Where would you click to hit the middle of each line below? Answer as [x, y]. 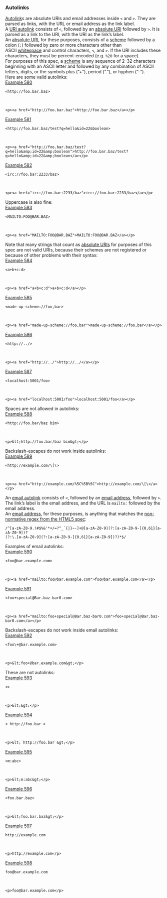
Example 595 [19, 752]
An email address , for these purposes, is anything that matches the [74, 514]
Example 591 [18, 589]
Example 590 [19, 552]
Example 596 [19, 789]
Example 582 [19, 165]
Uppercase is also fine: [29, 202]
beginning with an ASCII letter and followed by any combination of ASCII [79, 66]
